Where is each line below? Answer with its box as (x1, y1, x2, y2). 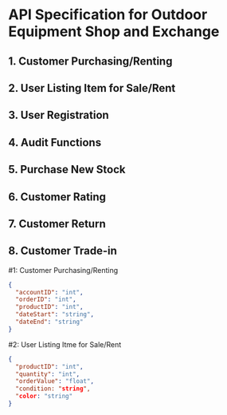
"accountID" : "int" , (15, 288, 84, 296)
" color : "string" (15, 393, 73, 401)
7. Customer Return (8, 217, 106, 231)
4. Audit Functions (8, 136, 102, 149)
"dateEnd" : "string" (15, 318, 84, 326)
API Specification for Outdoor (8, 6, 208, 24)
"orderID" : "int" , (15, 295, 77, 304)
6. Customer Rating (8, 190, 106, 204)
